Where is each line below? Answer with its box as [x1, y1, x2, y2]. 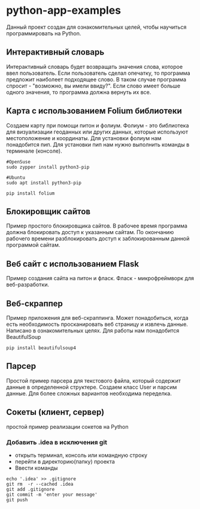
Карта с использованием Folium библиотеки [6, 106, 182, 116]
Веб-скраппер [6, 298, 63, 308]
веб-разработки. [6, 281, 50, 288]
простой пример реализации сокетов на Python [6, 423, 129, 430]
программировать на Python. [6, 29, 81, 37]
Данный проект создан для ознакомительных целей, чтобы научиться [6, 23, 187, 31]
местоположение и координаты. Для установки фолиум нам [6, 134, 162, 141]
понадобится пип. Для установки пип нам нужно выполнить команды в [6, 141, 190, 148]
